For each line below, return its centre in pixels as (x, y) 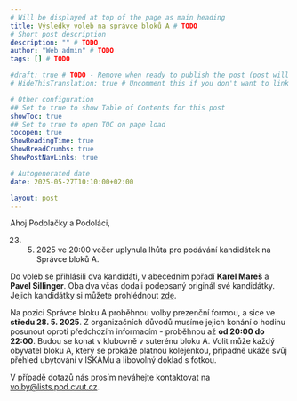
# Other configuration (52, 99)
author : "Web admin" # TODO (62, 51)
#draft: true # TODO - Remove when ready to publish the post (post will (150, 75)
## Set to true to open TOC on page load (88, 124)
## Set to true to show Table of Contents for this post (118, 108)
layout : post (34, 198)
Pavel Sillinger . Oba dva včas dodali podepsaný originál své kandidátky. (142, 286)
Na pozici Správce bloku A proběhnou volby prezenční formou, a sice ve (143, 313)
